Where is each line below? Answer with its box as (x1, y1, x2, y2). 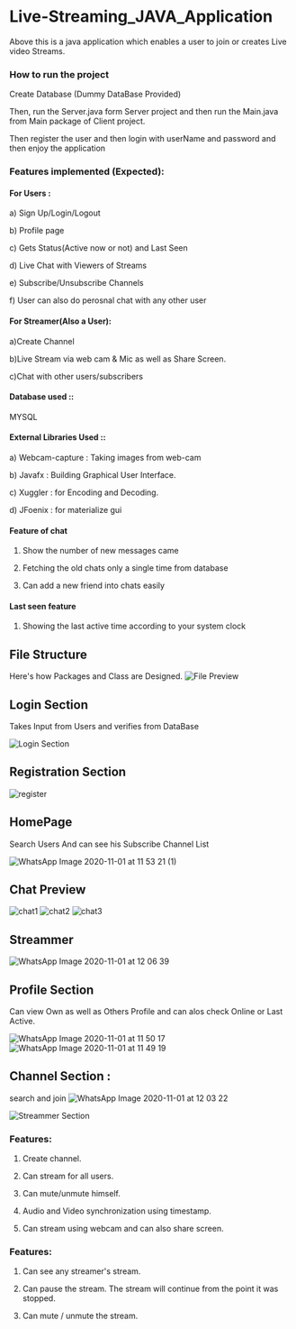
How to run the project (9, 68, 110, 80)
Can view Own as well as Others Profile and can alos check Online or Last (9, 1006, 283, 1017)
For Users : (9, 188, 51, 198)
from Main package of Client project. (9, 115, 146, 127)
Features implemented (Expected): (9, 165, 165, 178)
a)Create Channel (9, 335, 75, 346)
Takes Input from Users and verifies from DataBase (9, 721, 200, 731)
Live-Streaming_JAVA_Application (9, 6, 273, 27)
